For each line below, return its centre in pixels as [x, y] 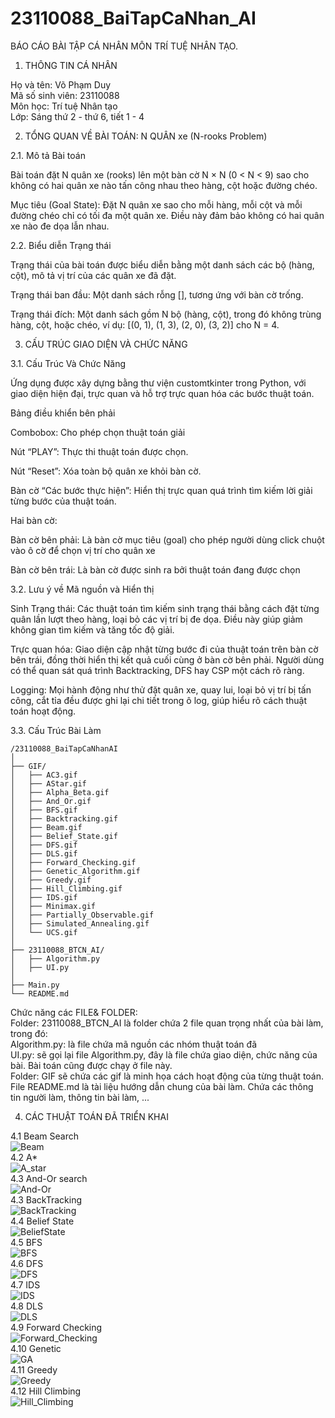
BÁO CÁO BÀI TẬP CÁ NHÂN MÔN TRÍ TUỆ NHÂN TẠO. [124, 46]
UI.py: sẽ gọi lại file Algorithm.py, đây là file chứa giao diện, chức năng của [164, 1054]
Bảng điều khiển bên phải [63, 413]
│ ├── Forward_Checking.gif [73, 862]
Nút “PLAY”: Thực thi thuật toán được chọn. [99, 451]
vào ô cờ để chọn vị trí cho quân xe [83, 550]
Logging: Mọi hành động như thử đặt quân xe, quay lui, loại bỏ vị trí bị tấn [161, 689]
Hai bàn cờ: [34, 520]
